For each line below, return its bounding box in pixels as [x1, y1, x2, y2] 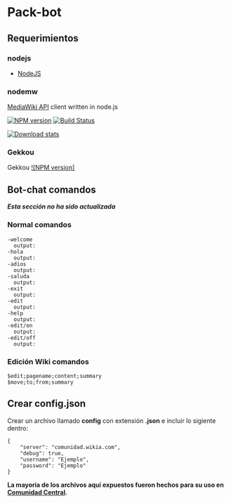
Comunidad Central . [7, 488, 68, 496]
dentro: [7, 424, 29, 432]
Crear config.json [7, 398, 86, 410]
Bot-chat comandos [7, 183, 96, 195]
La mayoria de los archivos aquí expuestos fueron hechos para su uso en [7, 481, 225, 489]
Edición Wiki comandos [7, 356, 89, 366]
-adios [7, 261, 27, 268]
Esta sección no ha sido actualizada [7, 202, 116, 211]
